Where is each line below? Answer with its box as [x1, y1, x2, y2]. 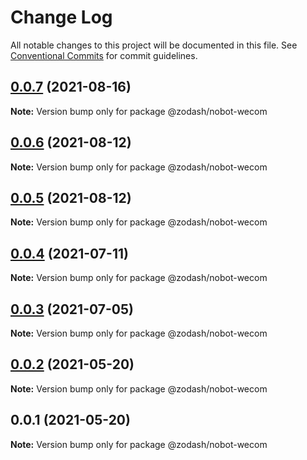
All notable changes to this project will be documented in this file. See [10, 39, 298, 51]
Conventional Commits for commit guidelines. [10, 49, 198, 61]
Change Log [10, 6, 113, 29]
